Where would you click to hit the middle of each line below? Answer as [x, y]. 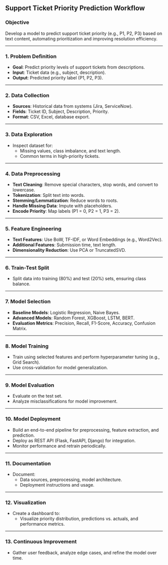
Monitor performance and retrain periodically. [59, 446]
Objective [17, 22]
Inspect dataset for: [32, 145]
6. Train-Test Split [27, 268]
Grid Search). [26, 362]
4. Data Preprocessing [33, 173]
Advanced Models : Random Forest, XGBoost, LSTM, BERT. [73, 318]
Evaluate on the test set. [37, 396]
